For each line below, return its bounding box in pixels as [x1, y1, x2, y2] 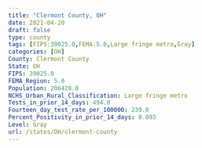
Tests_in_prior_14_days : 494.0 [8, 99, 111, 106]
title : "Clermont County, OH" [8, 11, 108, 20]
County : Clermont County [8, 56, 90, 63]
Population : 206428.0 [8, 84, 79, 92]
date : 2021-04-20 [8, 19, 65, 27]
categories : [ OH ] [8, 48, 65, 56]
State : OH [8, 63, 41, 70]
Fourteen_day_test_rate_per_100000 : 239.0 [8, 106, 149, 114]
